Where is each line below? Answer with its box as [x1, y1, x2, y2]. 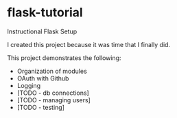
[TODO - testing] [16, 103, 65, 111]
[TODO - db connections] [16, 89, 89, 97]
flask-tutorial [7, 5, 84, 20]
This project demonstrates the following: [7, 53, 121, 62]
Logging [16, 81, 41, 89]
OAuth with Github [16, 74, 69, 83]
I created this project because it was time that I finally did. [7, 40, 170, 48]
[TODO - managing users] [16, 95, 91, 104]
